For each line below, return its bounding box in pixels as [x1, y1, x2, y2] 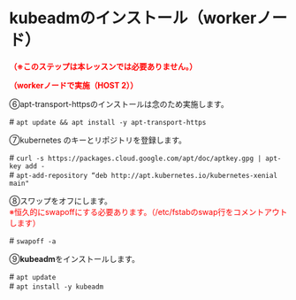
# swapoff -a [9, 235, 57, 246]
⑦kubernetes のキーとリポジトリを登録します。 [9, 135, 187, 145]
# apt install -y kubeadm [9, 281, 104, 291]
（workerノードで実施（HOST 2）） [9, 80, 139, 90]
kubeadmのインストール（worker [9, 8, 257, 28]
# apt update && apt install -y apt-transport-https [9, 116, 207, 127]
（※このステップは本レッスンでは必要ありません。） [9, 61, 197, 72]
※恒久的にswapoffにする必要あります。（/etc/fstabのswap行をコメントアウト [9, 206, 288, 217]
